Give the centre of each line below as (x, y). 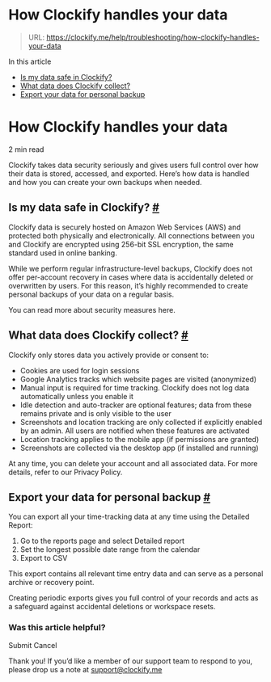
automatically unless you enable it (76, 396)
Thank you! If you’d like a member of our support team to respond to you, (131, 661)
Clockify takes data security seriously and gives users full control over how (133, 165)
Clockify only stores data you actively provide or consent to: (108, 355)
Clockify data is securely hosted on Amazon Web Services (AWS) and (125, 227)
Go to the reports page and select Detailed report (102, 541)
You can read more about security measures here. (92, 309)
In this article (30, 61)
